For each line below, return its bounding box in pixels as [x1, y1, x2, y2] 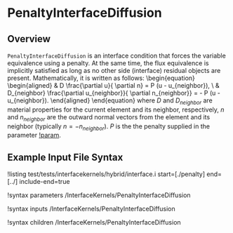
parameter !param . [7, 131, 61, 140]
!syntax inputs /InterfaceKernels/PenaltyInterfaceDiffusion [7, 205, 175, 213]
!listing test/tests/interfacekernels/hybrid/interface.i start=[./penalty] [7, 170, 206, 178]
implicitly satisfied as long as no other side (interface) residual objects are [7, 67, 221, 74]
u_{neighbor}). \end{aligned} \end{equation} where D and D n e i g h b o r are [7, 96, 213, 106]
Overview [7, 33, 51, 45]
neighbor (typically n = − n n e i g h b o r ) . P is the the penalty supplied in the [7, 121, 211, 132]
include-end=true [19, 178, 70, 186]
